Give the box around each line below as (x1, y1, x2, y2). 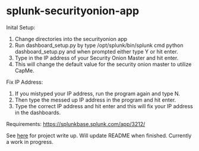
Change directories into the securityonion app (14, 35, 128, 42)
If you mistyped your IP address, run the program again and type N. (14, 90, 181, 97)
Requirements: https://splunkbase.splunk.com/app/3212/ (6, 120, 146, 127)
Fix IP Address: (6, 78, 43, 86)
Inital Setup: (6, 24, 36, 31)
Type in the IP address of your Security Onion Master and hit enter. (14, 54, 179, 61)
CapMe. (14, 67, 34, 74)
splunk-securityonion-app (6, 4, 140, 18)
